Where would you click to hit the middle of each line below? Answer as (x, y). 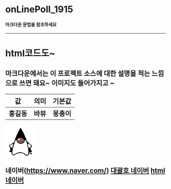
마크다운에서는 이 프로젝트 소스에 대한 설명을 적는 (78, 73)
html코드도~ (31, 53)
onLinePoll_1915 (39, 9)
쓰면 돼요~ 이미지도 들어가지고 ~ (67, 83)
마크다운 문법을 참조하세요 (31, 24)
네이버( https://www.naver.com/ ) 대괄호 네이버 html (85, 171)
